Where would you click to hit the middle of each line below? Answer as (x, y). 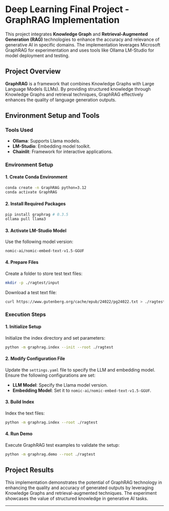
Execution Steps (26, 314)
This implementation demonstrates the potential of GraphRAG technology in (84, 482)
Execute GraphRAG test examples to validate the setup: (62, 445)
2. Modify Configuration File (35, 359)
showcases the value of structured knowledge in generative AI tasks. (77, 498)
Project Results (29, 470)
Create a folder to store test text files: (44, 273)
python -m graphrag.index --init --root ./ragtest (59, 347)
